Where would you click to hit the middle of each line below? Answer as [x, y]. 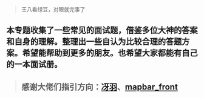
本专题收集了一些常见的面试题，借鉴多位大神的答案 [102, 31]
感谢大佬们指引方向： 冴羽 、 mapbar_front [99, 87]
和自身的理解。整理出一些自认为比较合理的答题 [94, 42]
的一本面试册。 [34, 64]
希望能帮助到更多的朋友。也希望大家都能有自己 [110, 53]
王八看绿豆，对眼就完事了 [53, 9]
